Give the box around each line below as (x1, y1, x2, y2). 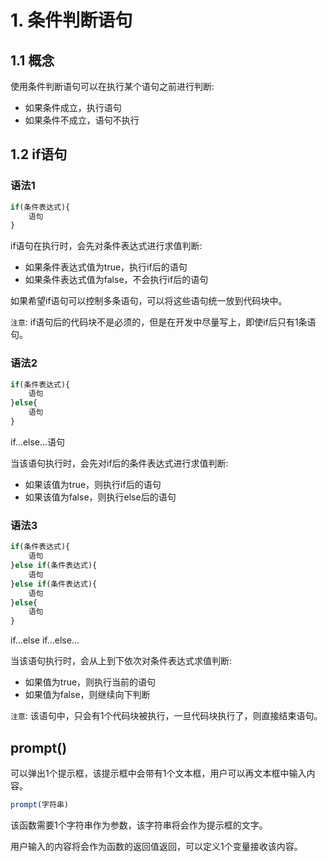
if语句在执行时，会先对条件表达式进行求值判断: (10, 240, 203, 252)
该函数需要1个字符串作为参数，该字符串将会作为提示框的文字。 (10, 819, 268, 831)
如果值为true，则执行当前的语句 (24, 676, 157, 688)
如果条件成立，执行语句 (24, 102, 122, 113)
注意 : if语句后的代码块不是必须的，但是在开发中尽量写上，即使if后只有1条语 (10, 316, 317, 328)
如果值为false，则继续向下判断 (24, 689, 151, 701)
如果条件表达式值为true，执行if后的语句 (24, 261, 188, 273)
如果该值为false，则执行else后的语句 (24, 491, 177, 503)
